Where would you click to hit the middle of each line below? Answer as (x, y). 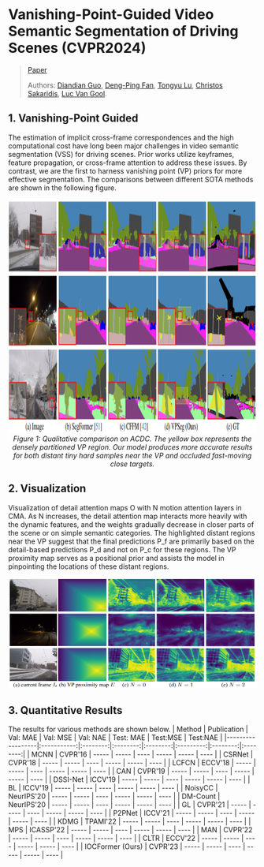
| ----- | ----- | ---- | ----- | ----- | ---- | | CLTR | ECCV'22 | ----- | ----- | (126, 839)
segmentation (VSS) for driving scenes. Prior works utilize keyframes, (121, 154)
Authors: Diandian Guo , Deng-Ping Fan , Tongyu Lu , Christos (125, 85)
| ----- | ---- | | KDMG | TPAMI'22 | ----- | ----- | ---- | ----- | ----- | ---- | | (130, 821)
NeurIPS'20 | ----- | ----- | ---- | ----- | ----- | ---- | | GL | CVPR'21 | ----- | (130, 805)
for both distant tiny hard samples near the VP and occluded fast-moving (132, 455)
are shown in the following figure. (62, 188)
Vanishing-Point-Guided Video (111, 15)
